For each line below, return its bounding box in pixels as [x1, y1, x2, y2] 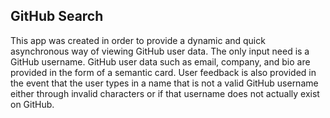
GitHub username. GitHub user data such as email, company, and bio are [10, 55, 311, 68]
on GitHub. [10, 98, 55, 110]
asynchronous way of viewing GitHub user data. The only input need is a [10, 45, 310, 57]
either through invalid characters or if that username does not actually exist [10, 87, 320, 99]
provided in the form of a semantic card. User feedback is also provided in [10, 66, 317, 78]
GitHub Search [10, 8, 104, 25]
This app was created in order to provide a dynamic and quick [10, 34, 266, 46]
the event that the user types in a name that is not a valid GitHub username [10, 77, 319, 89]
